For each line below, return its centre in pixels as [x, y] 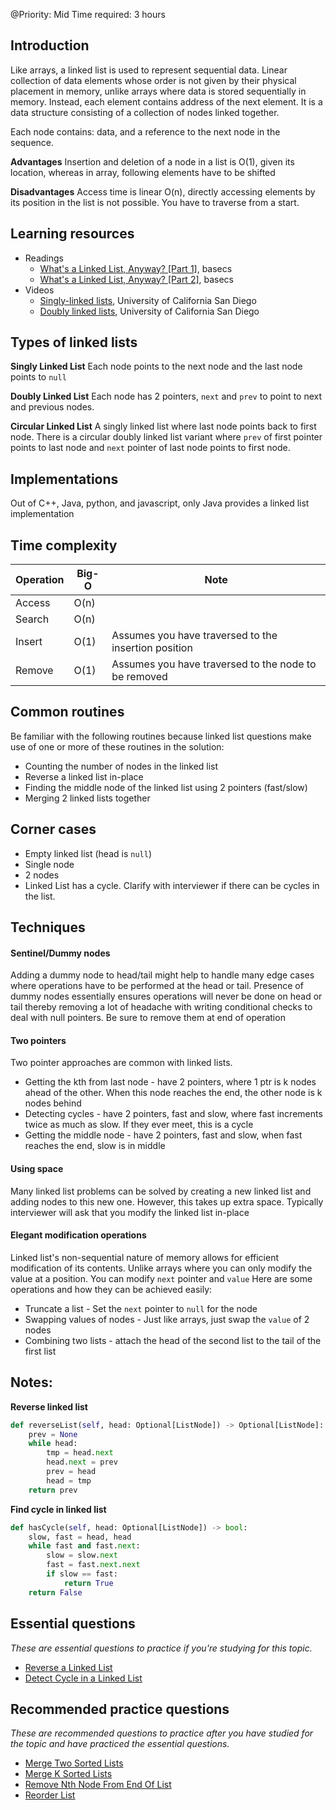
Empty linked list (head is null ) [88, 853]
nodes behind [53, 1103]
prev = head [71, 1472]
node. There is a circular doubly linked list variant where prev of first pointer [166, 437]
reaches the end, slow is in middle [95, 1146]
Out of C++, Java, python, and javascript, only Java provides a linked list [160, 503]
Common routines [67, 712]
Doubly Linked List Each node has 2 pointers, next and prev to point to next [166, 396]
